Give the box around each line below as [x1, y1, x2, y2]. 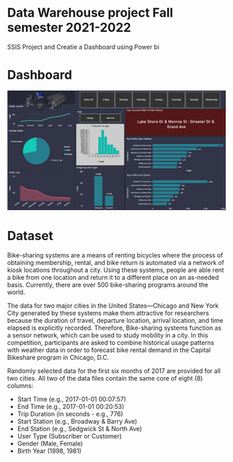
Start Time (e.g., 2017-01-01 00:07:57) [17, 395, 126, 403]
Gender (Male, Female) [17, 439, 83, 447]
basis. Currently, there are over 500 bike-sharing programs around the [7, 280, 209, 289]
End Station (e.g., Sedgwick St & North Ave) [17, 424, 142, 433]
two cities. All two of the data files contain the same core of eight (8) [7, 374, 203, 382]
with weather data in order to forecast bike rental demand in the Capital [7, 346, 212, 354]
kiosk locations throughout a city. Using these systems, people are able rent [7, 266, 224, 274]
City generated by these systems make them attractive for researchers [7, 308, 209, 317]
